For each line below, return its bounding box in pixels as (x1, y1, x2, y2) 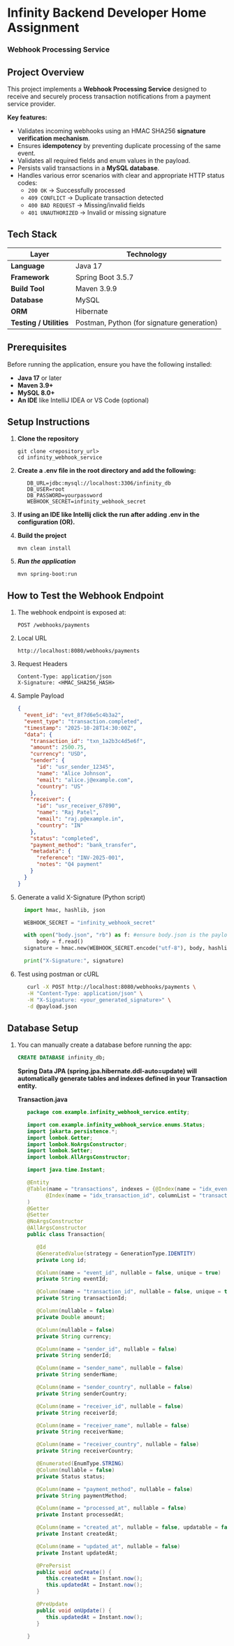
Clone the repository (17, 434, 79, 443)
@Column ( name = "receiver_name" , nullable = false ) (36, 1422, 190, 1429)
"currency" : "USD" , (30, 751, 87, 758)
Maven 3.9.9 (75, 284, 117, 293)
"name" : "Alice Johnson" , (36, 770, 112, 777)
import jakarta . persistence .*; (27, 1128, 118, 1135)
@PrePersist (36, 1562, 71, 1569)
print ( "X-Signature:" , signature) (24, 957, 124, 964)
